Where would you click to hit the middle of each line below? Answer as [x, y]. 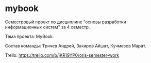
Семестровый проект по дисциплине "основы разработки [66, 22]
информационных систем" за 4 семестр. [48, 27]
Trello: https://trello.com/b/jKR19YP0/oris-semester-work [62, 55]
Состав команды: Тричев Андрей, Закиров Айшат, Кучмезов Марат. [76, 46]
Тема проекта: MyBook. [30, 36]
